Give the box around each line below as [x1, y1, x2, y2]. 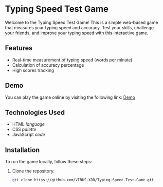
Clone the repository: [12, 168, 55, 174]
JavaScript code [12, 131, 45, 137]
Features [5, 44, 33, 52]
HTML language [12, 121, 45, 127]
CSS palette [12, 127, 36, 132]
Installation [5, 146, 40, 154]
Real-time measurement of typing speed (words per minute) [12, 57, 133, 63]
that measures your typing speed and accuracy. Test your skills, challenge [5, 24, 154, 30]
